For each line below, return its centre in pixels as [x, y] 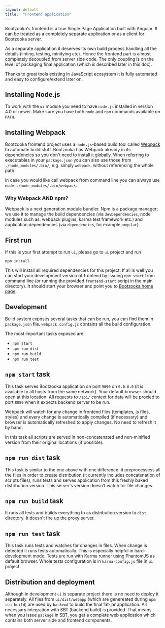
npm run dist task [33, 458]
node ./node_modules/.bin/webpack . [41, 185]
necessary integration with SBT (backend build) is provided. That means [78, 610]
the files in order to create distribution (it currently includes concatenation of [83, 475]
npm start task [28, 374]
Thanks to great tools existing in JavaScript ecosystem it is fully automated [81, 74]
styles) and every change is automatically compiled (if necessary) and [76, 417]
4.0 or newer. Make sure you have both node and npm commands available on [83, 112]
